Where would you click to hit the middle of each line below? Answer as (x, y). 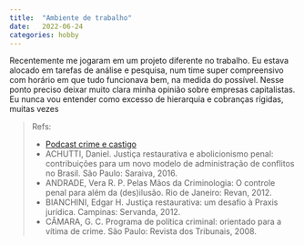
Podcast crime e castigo (91, 144)
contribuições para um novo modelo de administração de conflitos (170, 164)
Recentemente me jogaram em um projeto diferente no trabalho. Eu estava (149, 61)
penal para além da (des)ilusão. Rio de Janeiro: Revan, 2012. (158, 193)
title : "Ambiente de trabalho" (71, 18)
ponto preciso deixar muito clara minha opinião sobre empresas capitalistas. (152, 90)
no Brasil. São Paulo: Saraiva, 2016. (111, 173)
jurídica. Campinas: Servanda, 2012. (113, 212)
